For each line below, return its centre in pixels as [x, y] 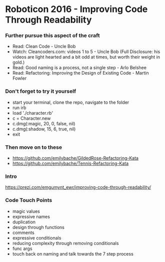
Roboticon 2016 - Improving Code [76, 9]
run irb [19, 107]
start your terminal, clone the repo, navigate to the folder [71, 102]
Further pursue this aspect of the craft [52, 36]
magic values [26, 211]
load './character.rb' [33, 113]
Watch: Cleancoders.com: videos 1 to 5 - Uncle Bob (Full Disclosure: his [86, 52]
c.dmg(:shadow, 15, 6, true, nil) [44, 129]
